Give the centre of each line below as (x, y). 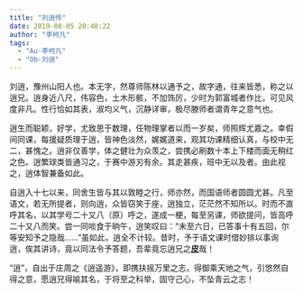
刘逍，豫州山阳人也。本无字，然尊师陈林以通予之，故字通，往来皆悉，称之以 (151, 86)
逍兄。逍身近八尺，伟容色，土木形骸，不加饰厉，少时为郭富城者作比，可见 (147, 97)
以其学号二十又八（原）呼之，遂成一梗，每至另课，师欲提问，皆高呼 (167, 215)
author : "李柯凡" (40, 34)
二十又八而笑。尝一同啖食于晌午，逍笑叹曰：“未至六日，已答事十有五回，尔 (150, 226)
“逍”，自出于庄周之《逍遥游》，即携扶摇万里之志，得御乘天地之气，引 (138, 268)
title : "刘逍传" (38, 18)
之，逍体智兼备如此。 (49, 173)
